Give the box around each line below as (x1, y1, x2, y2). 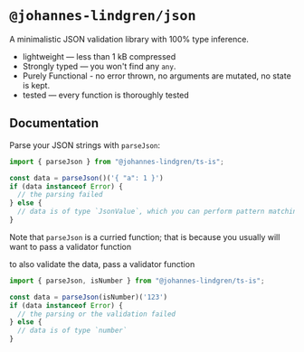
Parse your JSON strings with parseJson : (9, 139, 161, 151)
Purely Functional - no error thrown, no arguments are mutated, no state (22, 70, 291, 81)
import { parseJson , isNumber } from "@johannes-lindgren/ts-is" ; (9, 276, 265, 285)
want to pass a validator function (9, 241, 132, 252)
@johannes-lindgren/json (9, 7, 196, 24)
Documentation (9, 116, 100, 131)
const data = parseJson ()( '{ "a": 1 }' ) (9, 173, 165, 182)
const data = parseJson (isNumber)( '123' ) (9, 292, 168, 301)
